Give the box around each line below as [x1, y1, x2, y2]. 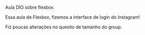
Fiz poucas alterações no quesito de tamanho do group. [5, 24, 123, 30]
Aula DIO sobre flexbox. [5, 5, 55, 10]
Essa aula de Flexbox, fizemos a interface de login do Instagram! [5, 14, 140, 20]
